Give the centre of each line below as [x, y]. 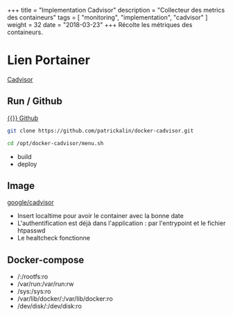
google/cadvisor [31, 202]
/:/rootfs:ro [33, 276]
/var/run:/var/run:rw [45, 284]
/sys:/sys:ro [34, 292]
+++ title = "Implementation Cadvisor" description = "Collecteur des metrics [116, 10]
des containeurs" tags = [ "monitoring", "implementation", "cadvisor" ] [107, 17]
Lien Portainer [49, 60]
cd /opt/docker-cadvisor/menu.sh [55, 143]
